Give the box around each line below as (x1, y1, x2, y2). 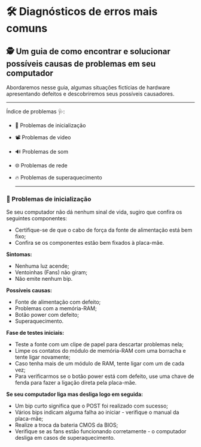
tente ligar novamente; (14, 353, 71, 361)
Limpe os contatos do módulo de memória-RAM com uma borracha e (14, 347, 187, 355)
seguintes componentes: (6, 215, 68, 222)
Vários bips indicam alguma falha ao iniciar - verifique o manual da (14, 409, 179, 416)
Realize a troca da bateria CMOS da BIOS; (14, 421, 118, 429)
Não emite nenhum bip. (14, 275, 73, 283)
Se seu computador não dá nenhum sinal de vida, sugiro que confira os (6, 208, 182, 216)
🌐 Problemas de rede (14, 162, 68, 169)
